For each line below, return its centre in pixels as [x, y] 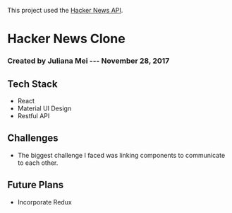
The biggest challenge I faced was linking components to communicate [121, 155]
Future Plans [36, 185]
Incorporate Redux [44, 202]
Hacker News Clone [66, 39]
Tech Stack [32, 84]
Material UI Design [44, 108]
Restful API [33, 115]
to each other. [38, 163]
